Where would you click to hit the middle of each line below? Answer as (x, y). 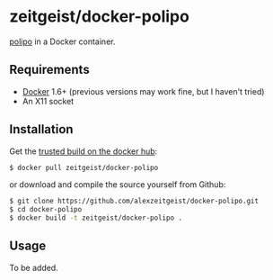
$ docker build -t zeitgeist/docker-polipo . (96, 218)
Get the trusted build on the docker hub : (84, 151)
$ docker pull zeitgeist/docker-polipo (84, 167)
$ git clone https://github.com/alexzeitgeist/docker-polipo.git (134, 201)
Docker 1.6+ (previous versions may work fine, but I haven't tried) (143, 91)
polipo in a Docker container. (62, 41)
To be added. (34, 267)
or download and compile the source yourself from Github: (118, 185)
